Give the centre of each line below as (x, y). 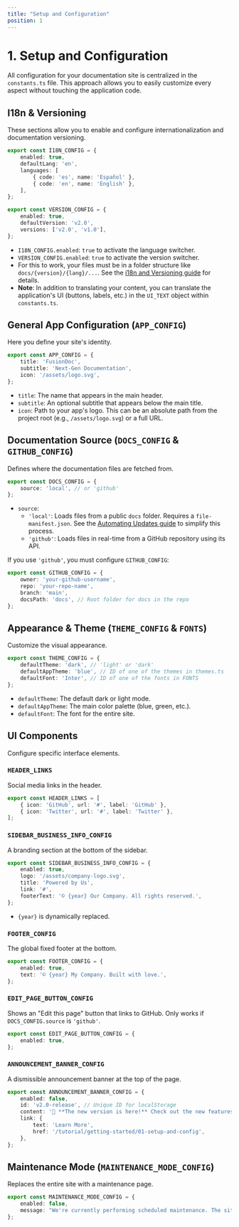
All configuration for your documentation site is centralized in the (102, 75)
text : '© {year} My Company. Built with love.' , (94, 974)
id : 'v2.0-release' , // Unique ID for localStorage (98, 1105)
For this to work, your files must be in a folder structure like (104, 265)
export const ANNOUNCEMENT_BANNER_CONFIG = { (76, 1092)
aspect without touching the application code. (75, 90)
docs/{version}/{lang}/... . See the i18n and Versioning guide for (114, 272)
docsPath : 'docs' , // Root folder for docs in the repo (105, 599)
